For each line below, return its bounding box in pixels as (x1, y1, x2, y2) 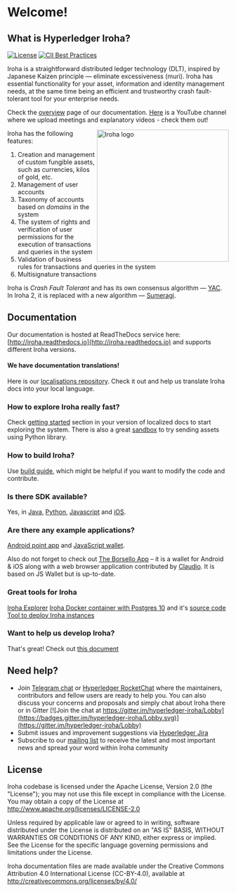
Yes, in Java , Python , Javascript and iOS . (7, 508, 126, 516)
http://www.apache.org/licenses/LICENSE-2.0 (7, 805, 140, 813)
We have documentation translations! (7, 361, 119, 370)
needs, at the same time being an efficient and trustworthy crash (7, 87, 195, 95)
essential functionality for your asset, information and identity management (7, 80, 225, 88)
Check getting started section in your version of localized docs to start (7, 418, 211, 427)
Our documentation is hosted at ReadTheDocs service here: (7, 330, 181, 339)
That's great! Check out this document (7, 644, 119, 653)
